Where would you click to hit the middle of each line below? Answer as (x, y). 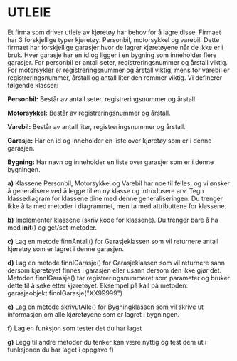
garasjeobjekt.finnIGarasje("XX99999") (65, 293)
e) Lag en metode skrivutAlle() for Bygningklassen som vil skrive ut (106, 307)
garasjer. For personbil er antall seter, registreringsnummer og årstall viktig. (117, 62)
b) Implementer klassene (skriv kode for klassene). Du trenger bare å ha (113, 220)
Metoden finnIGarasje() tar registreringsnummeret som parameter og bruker (118, 278)
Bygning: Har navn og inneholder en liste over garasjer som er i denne (111, 162)
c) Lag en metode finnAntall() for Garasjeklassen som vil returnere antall (113, 241)
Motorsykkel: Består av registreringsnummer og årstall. (89, 113)
